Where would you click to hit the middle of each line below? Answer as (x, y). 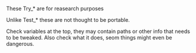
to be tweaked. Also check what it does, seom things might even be (89, 37)
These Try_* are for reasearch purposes (55, 9)
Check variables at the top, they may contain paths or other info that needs (98, 31)
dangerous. (20, 44)
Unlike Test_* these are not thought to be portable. (68, 20)
